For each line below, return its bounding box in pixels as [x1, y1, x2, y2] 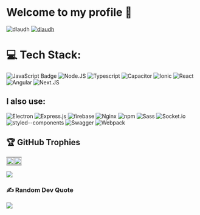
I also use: [6, 97, 46, 107]
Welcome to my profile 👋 [6, 5, 133, 19]
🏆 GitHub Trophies [6, 137, 81, 148]
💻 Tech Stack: [6, 48, 81, 62]
